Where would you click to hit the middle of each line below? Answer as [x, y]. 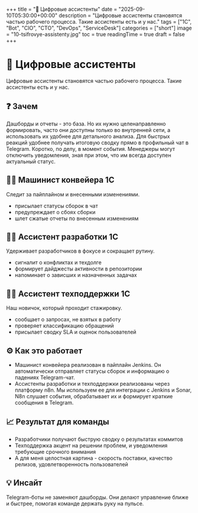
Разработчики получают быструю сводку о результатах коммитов [99, 439]
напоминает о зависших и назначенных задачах [76, 275]
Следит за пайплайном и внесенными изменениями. [73, 194]
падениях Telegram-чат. [45, 378]
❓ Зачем [22, 107]
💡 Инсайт [24, 483]
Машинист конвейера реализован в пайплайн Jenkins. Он [88, 365]
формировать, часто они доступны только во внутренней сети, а [88, 130]
